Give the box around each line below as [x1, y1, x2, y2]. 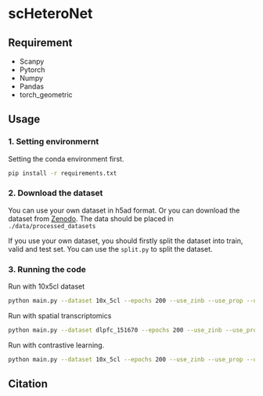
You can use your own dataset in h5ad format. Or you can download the [8, 205, 240, 215]
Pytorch [19, 65, 45, 74]
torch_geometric [19, 90, 73, 99]
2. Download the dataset [8, 187, 103, 198]
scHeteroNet [8, 5, 93, 23]
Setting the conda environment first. [8, 154, 124, 163]
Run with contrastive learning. [8, 340, 105, 350]
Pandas [19, 82, 45, 91]
